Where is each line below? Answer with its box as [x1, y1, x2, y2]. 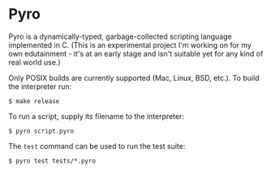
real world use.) [8, 57, 61, 67]
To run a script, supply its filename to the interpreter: [8, 111, 185, 121]
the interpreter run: [8, 82, 72, 91]
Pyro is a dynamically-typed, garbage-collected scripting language [8, 32, 233, 41]
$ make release [8, 97, 60, 105]
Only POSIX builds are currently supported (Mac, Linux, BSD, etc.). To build [8, 73, 260, 82]
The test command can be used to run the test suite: [8, 141, 186, 150]
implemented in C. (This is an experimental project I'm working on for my [8, 40, 252, 49]
